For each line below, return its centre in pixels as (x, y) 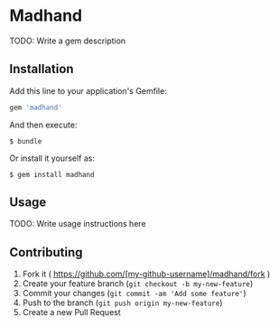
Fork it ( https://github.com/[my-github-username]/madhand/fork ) (146, 274)
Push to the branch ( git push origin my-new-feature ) (122, 303)
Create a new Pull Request (72, 312)
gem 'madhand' (36, 107)
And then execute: (43, 125)
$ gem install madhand (52, 174)
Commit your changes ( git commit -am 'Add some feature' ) (134, 293)
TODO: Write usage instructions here (78, 224)
